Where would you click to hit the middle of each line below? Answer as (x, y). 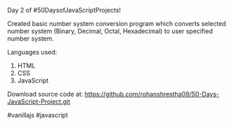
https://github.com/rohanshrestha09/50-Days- (152, 94)
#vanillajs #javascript (38, 115)
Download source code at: (45, 94)
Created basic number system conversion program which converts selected (116, 23)
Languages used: (32, 52)
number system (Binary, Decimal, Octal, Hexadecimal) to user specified (110, 31)
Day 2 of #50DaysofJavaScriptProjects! (64, 10)
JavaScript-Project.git (39, 101)
